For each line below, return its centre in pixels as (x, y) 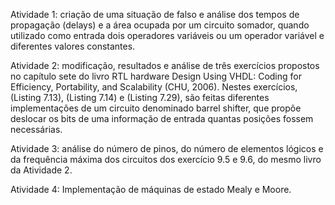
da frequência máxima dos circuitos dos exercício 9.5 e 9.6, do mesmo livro (166, 159)
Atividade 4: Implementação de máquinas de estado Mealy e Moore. (151, 189)
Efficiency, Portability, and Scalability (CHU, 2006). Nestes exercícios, (154, 87)
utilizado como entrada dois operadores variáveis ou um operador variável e (167, 35)
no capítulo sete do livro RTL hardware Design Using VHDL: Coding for (156, 76)
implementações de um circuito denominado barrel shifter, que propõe (156, 108)
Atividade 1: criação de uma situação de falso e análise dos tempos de (155, 14)
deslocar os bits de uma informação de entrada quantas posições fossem (162, 118)
